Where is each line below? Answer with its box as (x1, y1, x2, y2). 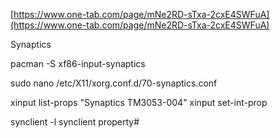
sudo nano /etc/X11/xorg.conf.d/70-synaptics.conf (10, 77, 218, 89)
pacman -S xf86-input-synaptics (10, 58, 146, 69)
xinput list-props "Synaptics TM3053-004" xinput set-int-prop (10, 97, 268, 108)
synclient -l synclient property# (10, 116, 140, 128)
